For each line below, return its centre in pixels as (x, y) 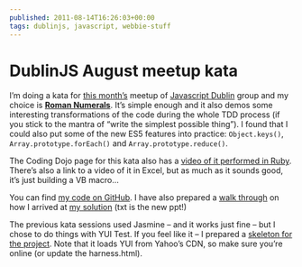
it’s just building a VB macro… (64, 180)
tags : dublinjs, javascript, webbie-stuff (90, 26)
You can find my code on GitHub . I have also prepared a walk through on (144, 198)
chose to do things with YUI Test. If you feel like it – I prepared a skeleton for (151, 235)
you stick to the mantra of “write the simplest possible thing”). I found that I (149, 124)
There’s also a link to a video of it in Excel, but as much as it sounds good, (146, 170)
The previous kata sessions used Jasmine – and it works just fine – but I (142, 225)
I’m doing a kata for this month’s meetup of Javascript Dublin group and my (149, 96)
